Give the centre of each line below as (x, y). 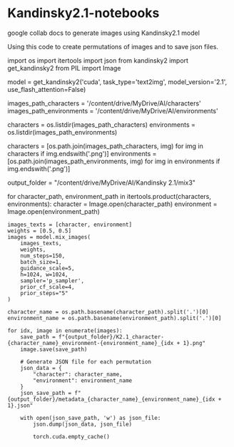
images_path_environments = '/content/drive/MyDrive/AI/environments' (113, 111)
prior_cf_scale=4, (47, 287)
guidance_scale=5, (47, 268)
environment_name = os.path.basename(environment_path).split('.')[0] (115, 318)
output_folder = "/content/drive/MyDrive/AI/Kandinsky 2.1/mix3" (102, 183)
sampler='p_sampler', (52, 281)
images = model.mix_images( (49, 237)
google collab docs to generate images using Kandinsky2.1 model (103, 33)
